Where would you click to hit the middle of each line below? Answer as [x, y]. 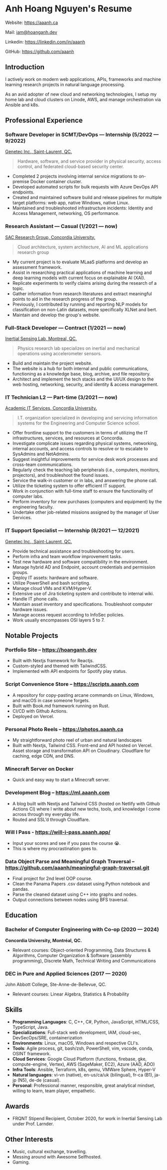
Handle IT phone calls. [35, 598]
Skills [14, 1010]
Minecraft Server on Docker [39, 769]
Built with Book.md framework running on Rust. [61, 706]
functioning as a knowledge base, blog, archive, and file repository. [82, 374]
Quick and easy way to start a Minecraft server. [61, 780]
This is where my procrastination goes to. [55, 848]
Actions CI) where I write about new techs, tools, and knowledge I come [86, 809]
